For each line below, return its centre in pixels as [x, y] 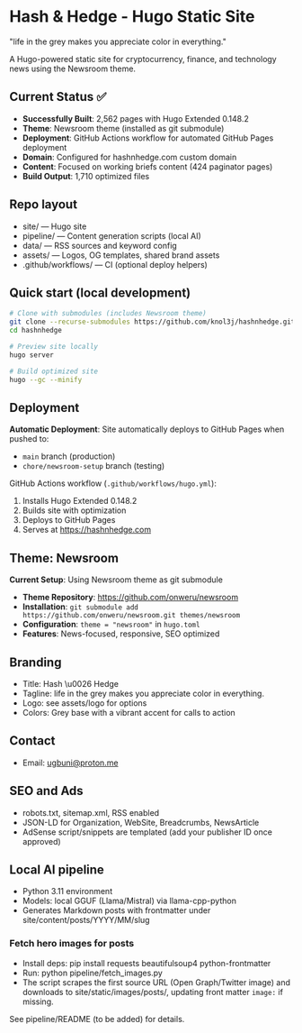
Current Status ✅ [58, 97]
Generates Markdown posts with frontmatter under [116, 910]
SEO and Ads [46, 791]
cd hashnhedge [36, 331]
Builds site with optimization [74, 510]
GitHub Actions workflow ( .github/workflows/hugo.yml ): [113, 483]
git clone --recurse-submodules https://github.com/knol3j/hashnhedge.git [152, 322]
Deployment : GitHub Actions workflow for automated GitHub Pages [148, 138]
